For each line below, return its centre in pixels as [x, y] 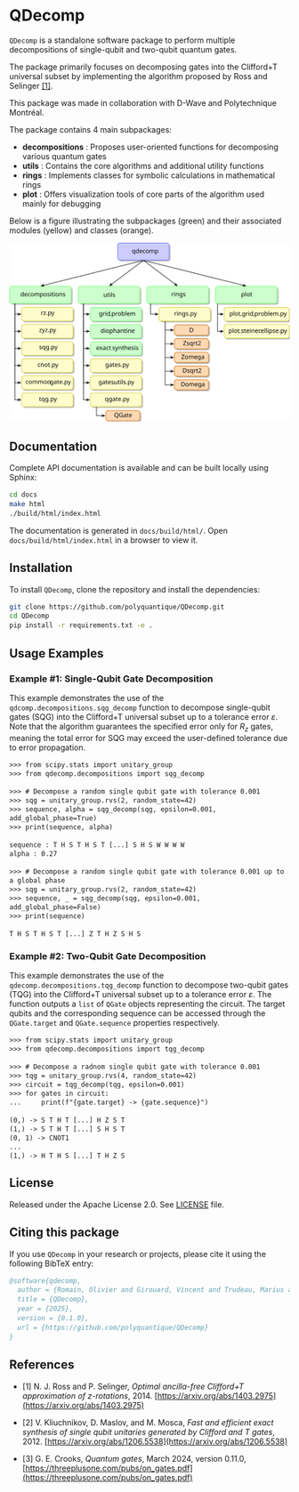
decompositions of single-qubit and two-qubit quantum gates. [123, 49]
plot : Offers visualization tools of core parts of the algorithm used [143, 194]
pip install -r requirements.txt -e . [81, 625]
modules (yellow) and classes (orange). [81, 230]
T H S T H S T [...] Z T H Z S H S [75, 934]
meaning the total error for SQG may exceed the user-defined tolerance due [149, 738]
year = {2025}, [45, 1309]
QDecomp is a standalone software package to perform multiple [122, 40]
